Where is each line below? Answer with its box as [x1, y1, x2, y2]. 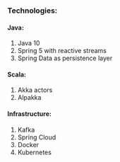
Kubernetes [17, 148, 52, 156]
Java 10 [17, 39, 40, 47]
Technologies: [7, 6, 58, 16]
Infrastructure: [7, 109, 52, 118]
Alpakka [17, 93, 42, 102]
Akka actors [17, 86, 53, 94]
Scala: [7, 70, 27, 79]
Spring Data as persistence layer [17, 54, 113, 62]
